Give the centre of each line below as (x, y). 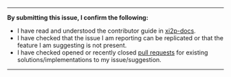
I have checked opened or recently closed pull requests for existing (112, 52)
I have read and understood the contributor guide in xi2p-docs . (106, 31)
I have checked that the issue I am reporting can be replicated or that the (120, 38)
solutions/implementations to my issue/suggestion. (89, 60)
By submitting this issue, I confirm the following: (78, 17)
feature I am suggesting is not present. (72, 45)
